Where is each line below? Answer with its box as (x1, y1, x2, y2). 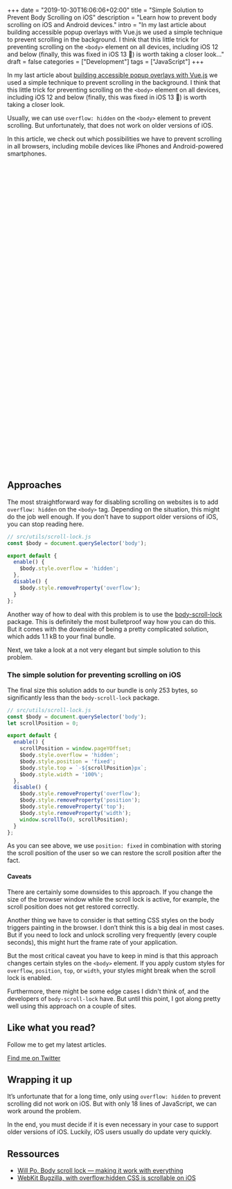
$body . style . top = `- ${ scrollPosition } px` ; (19, 764, 148, 771)
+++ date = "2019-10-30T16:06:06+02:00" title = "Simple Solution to (7, 6, 204, 14)
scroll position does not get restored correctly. (7, 902, 140, 911)
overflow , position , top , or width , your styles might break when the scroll (7, 966, 216, 975)
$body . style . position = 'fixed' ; (19, 758, 116, 765)
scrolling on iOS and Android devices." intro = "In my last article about (7, 21, 206, 28)
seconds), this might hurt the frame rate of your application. (7, 938, 178, 946)
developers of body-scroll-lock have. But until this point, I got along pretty (7, 994, 221, 1002)
